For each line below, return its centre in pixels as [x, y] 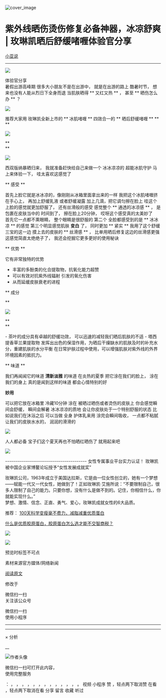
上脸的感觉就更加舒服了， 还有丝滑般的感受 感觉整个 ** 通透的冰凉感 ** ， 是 [83, 207]
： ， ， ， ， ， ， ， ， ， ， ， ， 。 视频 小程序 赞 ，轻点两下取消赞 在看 [81, 684]
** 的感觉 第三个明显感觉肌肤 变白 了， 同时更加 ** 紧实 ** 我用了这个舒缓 [85, 226]
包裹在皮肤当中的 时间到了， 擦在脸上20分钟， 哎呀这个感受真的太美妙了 [79, 213]
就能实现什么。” [20, 496]
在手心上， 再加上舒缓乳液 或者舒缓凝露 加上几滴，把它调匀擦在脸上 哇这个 [81, 201]
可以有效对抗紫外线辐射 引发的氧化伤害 [52, 275]
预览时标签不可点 [22, 552]
